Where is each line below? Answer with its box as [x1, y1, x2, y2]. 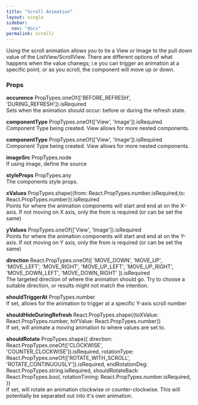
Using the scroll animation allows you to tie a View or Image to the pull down [6, 47, 193, 54]
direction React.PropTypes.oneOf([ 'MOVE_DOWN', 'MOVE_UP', [6, 257, 162, 264]
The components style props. [6, 178, 78, 185]
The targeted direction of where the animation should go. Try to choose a [6, 276, 186, 283]
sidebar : [6, 20, 28, 26]
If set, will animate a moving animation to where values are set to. [6, 324, 166, 331]
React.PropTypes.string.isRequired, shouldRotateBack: [6, 367, 139, 374]
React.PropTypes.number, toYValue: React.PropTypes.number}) [6, 318, 161, 325]
